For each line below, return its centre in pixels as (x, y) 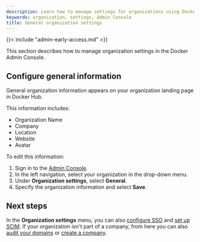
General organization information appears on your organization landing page (100, 90)
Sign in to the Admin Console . (51, 168)
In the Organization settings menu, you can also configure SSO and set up (98, 220)
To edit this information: (35, 157)
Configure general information (64, 76)
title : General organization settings (54, 23)
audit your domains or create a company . (57, 233)
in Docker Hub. (25, 97)
